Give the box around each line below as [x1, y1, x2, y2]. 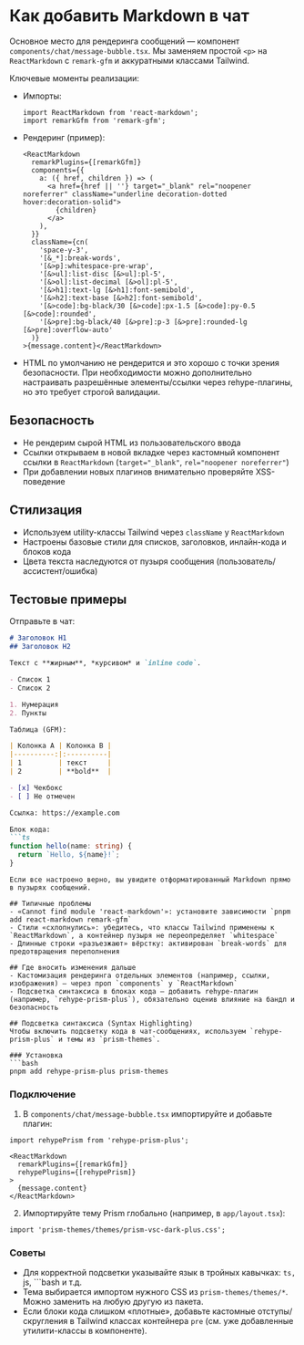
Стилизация [9, 503, 83, 518]
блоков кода [22, 546, 72, 557]
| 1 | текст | [9, 758, 112, 767]
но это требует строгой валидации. [22, 386, 161, 397]
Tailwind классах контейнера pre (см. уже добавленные [76, 1316, 294, 1327]
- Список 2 [9, 683, 51, 693]
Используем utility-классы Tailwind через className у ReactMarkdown [22, 527, 285, 537]
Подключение [9, 1088, 76, 1100]
